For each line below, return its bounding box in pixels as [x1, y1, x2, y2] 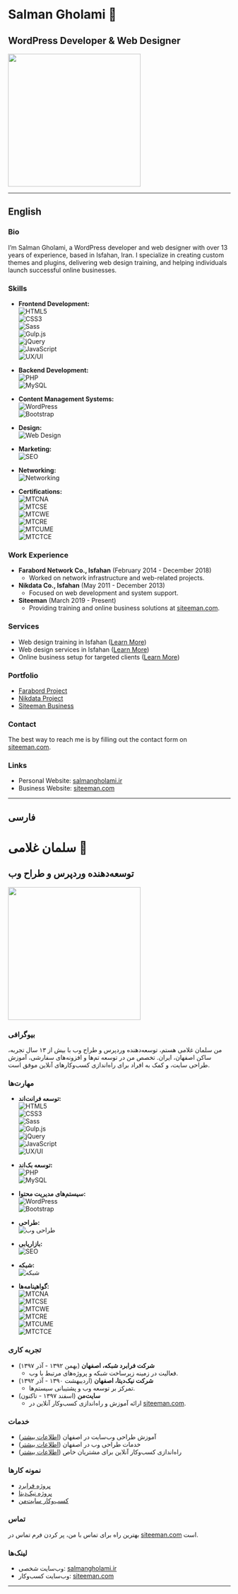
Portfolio [8, 670, 39, 680]
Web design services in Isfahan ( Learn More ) [18, 645, 150, 654]
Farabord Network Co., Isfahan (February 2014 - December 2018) [18, 566, 212, 575]
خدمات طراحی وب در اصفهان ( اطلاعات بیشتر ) [18, 1440, 141, 1449]
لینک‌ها [8, 1548, 28, 1558]
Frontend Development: [18, 299, 90, 307]
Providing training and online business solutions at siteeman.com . [28, 604, 220, 612]
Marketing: [18, 444, 52, 453]
